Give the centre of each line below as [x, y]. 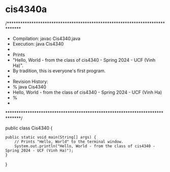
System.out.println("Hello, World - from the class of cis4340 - [85, 146]
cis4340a [26, 9]
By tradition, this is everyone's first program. [59, 71]
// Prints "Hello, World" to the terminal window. [69, 142]
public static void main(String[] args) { [51, 137]
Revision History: [30, 81]
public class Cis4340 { [29, 128]
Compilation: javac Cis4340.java [46, 38]
